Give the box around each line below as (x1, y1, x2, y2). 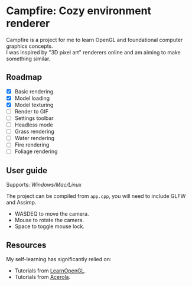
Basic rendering (14, 87, 54, 95)
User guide (6, 165, 47, 175)
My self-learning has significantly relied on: (6, 256, 112, 262)
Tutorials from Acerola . (14, 274, 71, 280)
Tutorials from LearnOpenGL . (14, 267, 86, 274)
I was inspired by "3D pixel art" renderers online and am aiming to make (6, 48, 181, 56)
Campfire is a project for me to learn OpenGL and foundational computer (6, 36, 183, 43)
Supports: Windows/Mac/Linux (6, 181, 82, 188)
